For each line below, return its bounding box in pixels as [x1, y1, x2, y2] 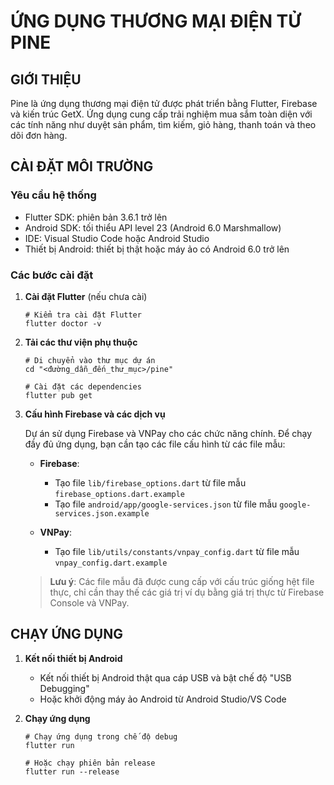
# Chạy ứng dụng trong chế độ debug [24, 731, 178, 742]
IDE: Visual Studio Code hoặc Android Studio [24, 232, 210, 244]
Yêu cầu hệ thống [10, 188, 97, 202]
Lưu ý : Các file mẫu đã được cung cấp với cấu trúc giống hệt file [49, 575, 315, 587]
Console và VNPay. [49, 596, 130, 609]
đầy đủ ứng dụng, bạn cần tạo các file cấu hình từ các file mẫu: [24, 438, 286, 450]
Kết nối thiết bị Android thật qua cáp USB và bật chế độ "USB [39, 671, 292, 684]
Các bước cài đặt [10, 268, 94, 282]
